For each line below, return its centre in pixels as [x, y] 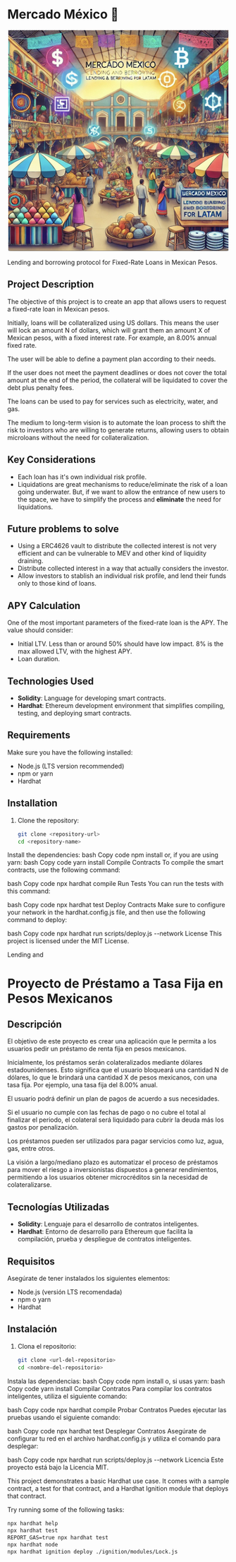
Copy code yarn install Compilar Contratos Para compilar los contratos [110, 1388]
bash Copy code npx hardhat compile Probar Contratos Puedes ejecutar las [117, 1409]
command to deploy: [37, 920]
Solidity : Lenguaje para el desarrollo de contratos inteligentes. [108, 1224]
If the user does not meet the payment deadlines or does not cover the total [117, 372]
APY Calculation [44, 606]
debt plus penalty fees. [41, 387]
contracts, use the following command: [64, 870]
